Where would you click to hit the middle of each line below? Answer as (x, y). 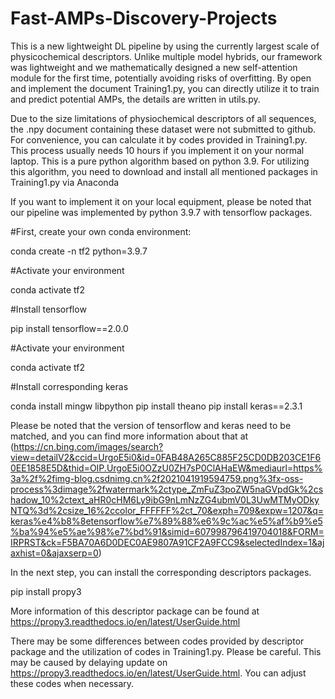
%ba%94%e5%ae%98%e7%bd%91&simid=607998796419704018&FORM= (167, 531)
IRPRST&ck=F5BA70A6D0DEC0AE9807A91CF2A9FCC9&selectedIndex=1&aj (167, 542)
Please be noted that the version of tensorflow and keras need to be (151, 425)
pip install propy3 (46, 591)
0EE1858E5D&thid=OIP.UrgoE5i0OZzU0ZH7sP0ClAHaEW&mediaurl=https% (166, 468)
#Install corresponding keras (69, 386)
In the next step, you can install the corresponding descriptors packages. (161, 572)
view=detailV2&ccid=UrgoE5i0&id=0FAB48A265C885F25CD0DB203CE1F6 (166, 457)
